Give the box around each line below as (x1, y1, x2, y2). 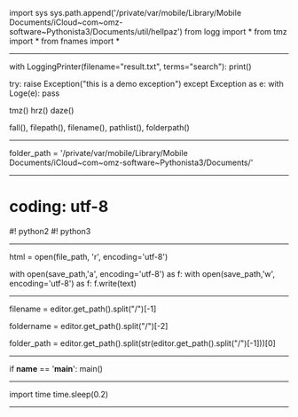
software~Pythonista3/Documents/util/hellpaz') (9, 27, 184, 36)
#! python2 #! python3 (9, 225, 91, 236)
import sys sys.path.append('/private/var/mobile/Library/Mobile (9, 8, 242, 18)
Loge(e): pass (9, 88, 60, 98)
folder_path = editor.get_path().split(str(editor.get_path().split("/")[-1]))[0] (9, 337, 277, 349)
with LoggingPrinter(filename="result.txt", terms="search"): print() (9, 61, 252, 72)
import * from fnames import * (9, 35, 121, 46)
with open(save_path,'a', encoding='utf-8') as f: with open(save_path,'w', (9, 268, 276, 279)
